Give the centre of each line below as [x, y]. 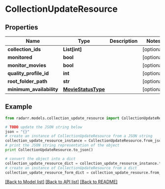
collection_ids [24, 49]
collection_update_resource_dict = [41, 163]
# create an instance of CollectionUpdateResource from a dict [71, 168]
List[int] [72, 49]
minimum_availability [33, 89]
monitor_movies [27, 65]
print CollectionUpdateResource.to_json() [49, 150]
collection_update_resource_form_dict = [47, 173]
